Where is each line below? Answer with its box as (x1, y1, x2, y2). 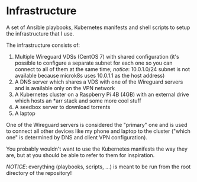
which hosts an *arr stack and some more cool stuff (14, 97, 141, 104)
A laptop (14, 110, 35, 117)
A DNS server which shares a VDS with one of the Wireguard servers (14, 78, 183, 85)
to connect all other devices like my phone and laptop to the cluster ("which (6, 127, 190, 135)
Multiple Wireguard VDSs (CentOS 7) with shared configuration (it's (14, 53, 179, 60)
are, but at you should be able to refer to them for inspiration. (6, 151, 155, 158)
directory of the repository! (6, 169, 72, 176)
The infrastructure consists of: (6, 41, 80, 49)
